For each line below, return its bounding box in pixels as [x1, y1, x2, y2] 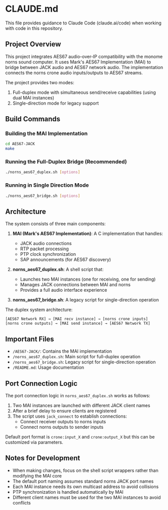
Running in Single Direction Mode [5, 182, 90, 189]
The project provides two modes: [5, 79, 74, 85]
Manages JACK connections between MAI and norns [20, 282, 131, 288]
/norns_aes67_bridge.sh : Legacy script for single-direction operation [12, 359, 156, 365]
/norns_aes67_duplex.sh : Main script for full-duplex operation [12, 354, 141, 360]
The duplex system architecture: [5, 307, 73, 313]
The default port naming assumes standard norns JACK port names [12, 478, 154, 484]
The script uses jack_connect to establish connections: [12, 413, 128, 419]
